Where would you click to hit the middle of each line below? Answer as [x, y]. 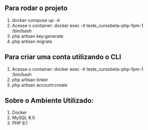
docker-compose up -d [36, 20]
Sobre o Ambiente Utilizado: [49, 101]
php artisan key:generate [38, 36]
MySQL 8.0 [23, 118]
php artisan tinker [30, 80]
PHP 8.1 [20, 123]
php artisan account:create [40, 85]
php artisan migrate [32, 41]
